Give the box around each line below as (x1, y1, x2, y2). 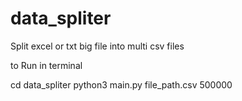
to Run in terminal (10, 59, 83, 71)
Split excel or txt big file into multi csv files (10, 40, 185, 52)
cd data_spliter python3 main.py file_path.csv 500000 (10, 78, 233, 91)
